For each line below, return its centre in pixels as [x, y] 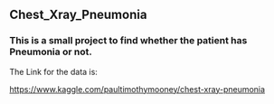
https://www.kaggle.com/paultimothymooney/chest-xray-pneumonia [137, 89]
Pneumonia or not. [51, 52]
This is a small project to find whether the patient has [128, 41]
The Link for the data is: [53, 71]
